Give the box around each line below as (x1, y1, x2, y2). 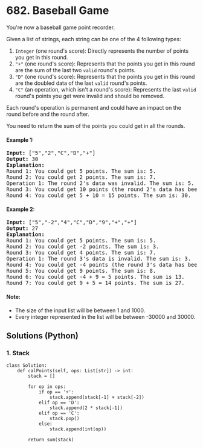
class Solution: (6, 363, 47, 369)
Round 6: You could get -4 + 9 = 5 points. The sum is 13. (6, 273, 185, 281)
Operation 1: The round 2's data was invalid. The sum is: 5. (6, 180, 195, 187)
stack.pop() (49, 416, 80, 422)
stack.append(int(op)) (49, 426, 107, 432)
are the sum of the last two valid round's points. (14, 66, 136, 73)
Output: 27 (6, 225, 39, 232)
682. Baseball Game (6, 4, 109, 18)
